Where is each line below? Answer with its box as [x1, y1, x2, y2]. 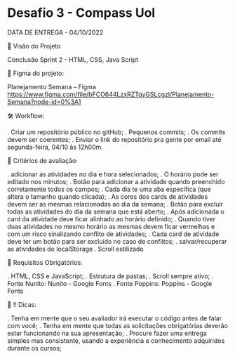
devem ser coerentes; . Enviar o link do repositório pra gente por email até [7, 135, 222, 143]
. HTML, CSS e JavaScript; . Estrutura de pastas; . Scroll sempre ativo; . [7, 272, 214, 280]
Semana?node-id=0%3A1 [7, 97, 81, 106]
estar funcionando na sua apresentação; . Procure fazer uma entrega [7, 329, 207, 337]
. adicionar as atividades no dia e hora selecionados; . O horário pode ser [7, 170, 219, 178]
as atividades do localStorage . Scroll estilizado [7, 244, 144, 253]
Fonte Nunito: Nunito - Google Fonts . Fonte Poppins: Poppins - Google [7, 279, 213, 287]
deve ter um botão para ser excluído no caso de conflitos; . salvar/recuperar [7, 237, 227, 245]
